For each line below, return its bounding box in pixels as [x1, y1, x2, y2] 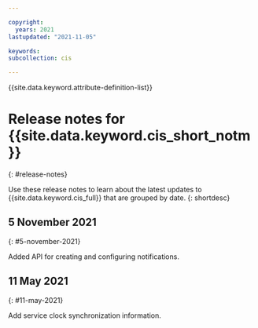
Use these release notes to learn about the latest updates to [8, 185, 202, 195]
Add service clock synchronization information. [8, 311, 161, 320]
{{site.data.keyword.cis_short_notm [8, 127, 251, 145]
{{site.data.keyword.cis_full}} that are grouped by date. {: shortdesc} [8, 193, 230, 202]
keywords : [8, 47, 41, 55]
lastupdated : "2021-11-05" [8, 33, 97, 41]
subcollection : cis [8, 54, 72, 63]
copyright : [8, 18, 44, 26]
